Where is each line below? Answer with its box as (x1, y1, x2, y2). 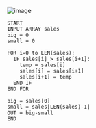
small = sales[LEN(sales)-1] (7, 103, 91, 110)
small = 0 (7, 38, 36, 44)
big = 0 (7, 31, 29, 38)
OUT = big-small (7, 110, 53, 116)
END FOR (7, 86, 29, 92)
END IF (13, 79, 32, 86)
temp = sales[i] (19, 62, 67, 68)
